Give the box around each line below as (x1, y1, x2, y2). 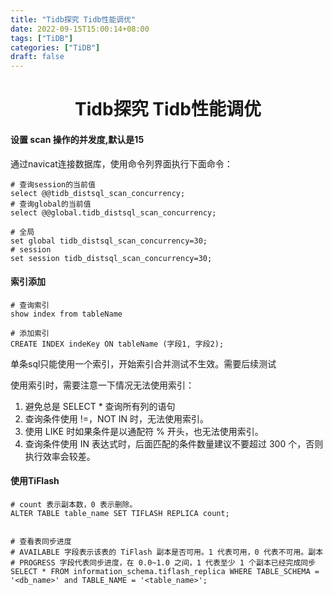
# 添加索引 (10, 328, 50, 338)
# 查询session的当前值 (10, 179, 96, 190)
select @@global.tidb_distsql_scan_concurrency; (10, 207, 217, 218)
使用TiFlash (10, 475, 60, 487)
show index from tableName (10, 309, 123, 319)
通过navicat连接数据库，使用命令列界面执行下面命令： (10, 157, 233, 170)
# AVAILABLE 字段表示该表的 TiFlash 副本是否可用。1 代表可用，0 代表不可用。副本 (10, 547, 324, 557)
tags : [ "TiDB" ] (10, 33, 74, 43)
